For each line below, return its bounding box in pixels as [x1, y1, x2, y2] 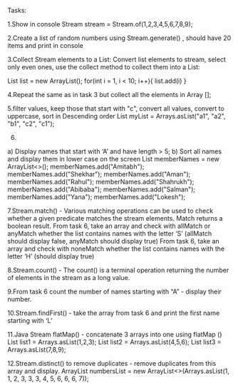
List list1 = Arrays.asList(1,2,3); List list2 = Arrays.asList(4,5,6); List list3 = [7, 338, 222, 346]
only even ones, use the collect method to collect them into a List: [7, 63, 201, 71]
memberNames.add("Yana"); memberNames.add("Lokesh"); [7, 193, 186, 201]
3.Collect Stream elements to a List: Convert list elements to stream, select [7, 55, 226, 64]
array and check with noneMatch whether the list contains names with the [7, 244, 225, 253]
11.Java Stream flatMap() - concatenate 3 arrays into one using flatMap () [7, 330, 222, 339]
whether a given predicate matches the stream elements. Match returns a [7, 214, 223, 222]
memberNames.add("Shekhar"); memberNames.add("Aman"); [7, 170, 191, 178]
